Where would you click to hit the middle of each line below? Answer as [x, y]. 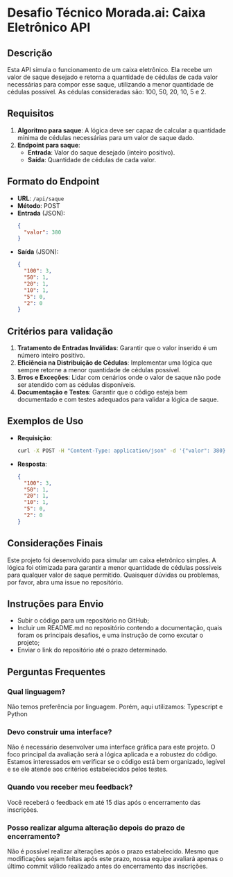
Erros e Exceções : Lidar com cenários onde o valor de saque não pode [119, 377]
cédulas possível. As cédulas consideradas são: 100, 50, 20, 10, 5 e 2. [107, 92]
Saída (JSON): [38, 252]
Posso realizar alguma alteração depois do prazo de [96, 828]
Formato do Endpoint [53, 182]
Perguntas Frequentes [57, 671]
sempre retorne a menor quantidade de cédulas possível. [99, 370]
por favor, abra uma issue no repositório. [65, 582]
